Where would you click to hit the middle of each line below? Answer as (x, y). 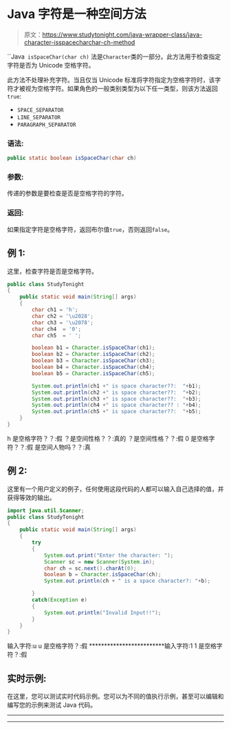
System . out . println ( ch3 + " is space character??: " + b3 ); (117, 399)
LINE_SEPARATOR (39, 117)
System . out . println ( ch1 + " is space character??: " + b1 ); (117, 386)
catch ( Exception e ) (60, 600)
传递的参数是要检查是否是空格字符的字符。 (67, 193)
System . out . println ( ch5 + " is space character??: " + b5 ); (117, 412)
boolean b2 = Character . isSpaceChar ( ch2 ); (93, 354)
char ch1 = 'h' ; (55, 310)
